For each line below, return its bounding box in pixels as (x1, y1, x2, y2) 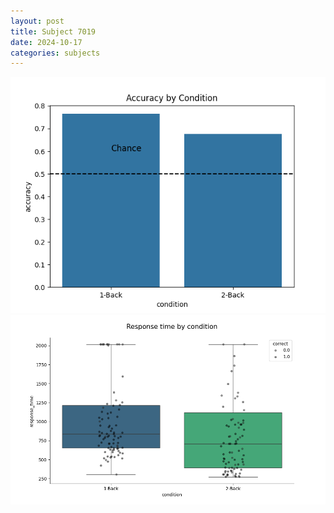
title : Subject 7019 (10, 26, 97, 37)
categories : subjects (10, 48, 101, 58)
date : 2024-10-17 (10, 37, 83, 47)
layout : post (10, 16, 65, 26)
